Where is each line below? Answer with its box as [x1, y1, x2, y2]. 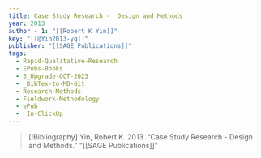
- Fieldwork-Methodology [15, 95, 100, 103]
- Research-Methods [15, 87, 82, 96]
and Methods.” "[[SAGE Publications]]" [28, 141, 158, 150]
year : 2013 [8, 19, 45, 28]
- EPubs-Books [15, 65, 63, 73]
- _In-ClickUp [15, 110, 63, 118]
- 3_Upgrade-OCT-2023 [15, 72, 89, 80]
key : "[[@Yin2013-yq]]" [8, 34, 89, 43]
